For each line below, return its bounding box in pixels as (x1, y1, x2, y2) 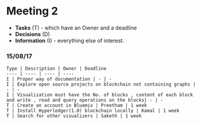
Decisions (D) (15, 30, 50, 37)
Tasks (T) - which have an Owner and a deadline (15, 24, 137, 31)
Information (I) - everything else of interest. (15, 37, 124, 44)
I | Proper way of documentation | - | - (6, 76, 112, 82)
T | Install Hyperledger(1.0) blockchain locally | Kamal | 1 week (6, 108, 180, 114)
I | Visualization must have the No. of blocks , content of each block (6, 92, 193, 98)
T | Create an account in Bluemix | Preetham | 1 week (6, 102, 147, 109)
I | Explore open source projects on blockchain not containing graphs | (6, 81, 196, 88)
